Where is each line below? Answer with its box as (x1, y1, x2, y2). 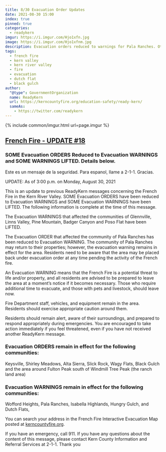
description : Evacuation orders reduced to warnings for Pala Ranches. (5, 44, 156, 49)
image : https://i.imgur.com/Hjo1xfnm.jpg (5, 40, 92, 45)
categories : (5, 26, 30, 31)
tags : (5, 49, 16, 54)
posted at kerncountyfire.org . (5, 421, 65, 427)
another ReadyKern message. (5, 331, 66, 337)
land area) (5, 371, 26, 377)
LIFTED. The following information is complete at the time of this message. (5, 204, 157, 210)
